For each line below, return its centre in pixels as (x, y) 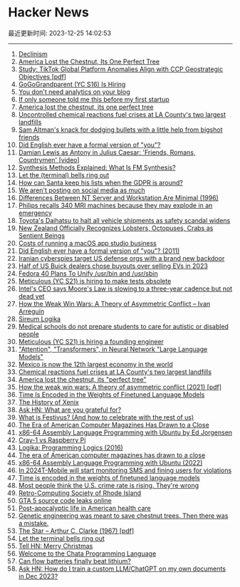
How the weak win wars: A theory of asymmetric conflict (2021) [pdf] (120, 387)
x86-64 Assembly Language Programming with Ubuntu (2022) (110, 462)
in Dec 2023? (38, 576)
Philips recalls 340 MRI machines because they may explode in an (115, 205)
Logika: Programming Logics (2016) (71, 447)
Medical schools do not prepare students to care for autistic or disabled (123, 326)
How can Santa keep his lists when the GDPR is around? (101, 182)
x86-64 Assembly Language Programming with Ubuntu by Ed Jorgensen (125, 432)
